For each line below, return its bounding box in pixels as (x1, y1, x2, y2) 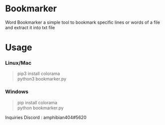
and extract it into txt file (5, 24, 55, 30)
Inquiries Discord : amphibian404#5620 (5, 114, 87, 120)
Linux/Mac (5, 60, 32, 67)
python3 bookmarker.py (17, 76, 67, 82)
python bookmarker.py (17, 105, 64, 111)
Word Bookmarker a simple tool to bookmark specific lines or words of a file (5, 19, 160, 25)
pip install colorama (17, 99, 57, 105)
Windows (5, 88, 29, 95)
